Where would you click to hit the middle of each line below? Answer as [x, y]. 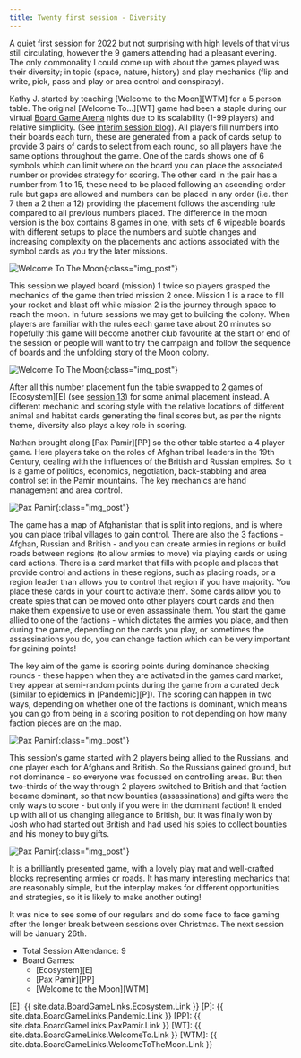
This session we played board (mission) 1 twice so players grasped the [140, 285]
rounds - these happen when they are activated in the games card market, [146, 675]
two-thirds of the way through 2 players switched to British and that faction [148, 786]
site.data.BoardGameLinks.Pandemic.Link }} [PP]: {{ [105, 1015]
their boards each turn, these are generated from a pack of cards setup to [146, 136]
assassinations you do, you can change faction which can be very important [150, 639]
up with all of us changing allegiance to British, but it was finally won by [141, 814]
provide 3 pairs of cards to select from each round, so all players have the [146, 146]
